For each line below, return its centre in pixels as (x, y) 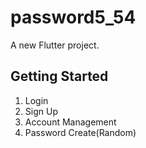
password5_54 (73, 17)
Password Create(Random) (80, 132)
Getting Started (59, 76)
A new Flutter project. (55, 45)
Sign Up (41, 111)
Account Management (70, 122)
